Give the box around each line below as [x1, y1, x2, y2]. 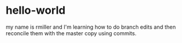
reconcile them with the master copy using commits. [5, 29, 137, 36]
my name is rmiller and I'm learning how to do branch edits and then [5, 23, 177, 30]
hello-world [5, 4, 66, 17]
